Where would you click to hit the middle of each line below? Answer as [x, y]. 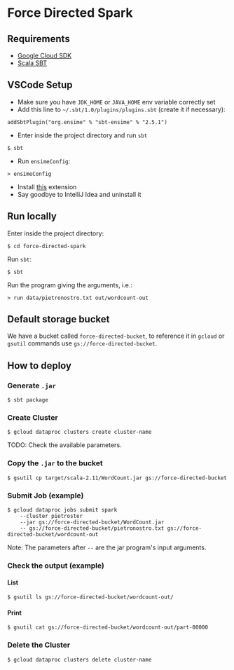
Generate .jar [32, 385]
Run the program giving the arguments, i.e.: [70, 285]
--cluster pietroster [51, 517]
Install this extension [47, 186]
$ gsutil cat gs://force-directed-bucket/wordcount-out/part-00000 [108, 628]
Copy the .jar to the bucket [55, 463]
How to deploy [40, 365]
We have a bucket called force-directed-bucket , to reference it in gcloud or [116, 336]
